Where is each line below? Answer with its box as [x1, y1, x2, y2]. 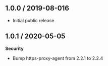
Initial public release [12, 17, 55, 23]
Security [5, 45, 24, 51]
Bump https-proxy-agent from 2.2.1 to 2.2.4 [12, 55, 103, 61]
